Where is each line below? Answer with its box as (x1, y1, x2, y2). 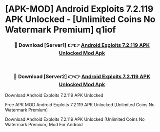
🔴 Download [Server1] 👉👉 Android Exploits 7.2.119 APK (14, 42, 150, 49)
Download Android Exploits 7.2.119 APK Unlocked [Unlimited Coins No (5, 116, 145, 122)
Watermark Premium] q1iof (5, 24, 116, 35)
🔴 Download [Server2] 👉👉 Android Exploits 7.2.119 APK (14, 73, 150, 80)
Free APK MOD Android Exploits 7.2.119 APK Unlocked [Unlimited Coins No (5, 101, 155, 108)
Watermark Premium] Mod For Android (5, 121, 83, 127)
